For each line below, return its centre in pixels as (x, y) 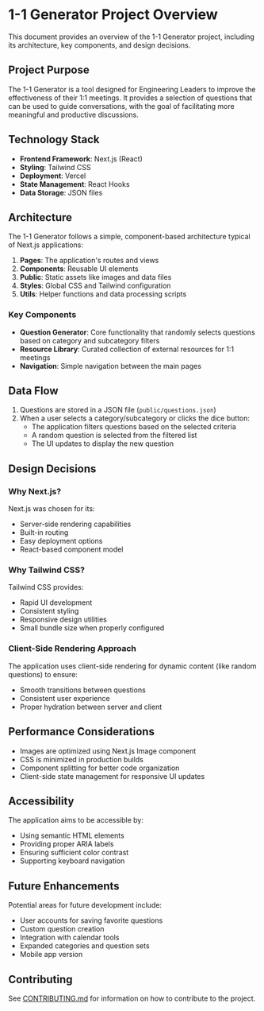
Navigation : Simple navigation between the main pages (111, 366)
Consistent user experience (65, 698)
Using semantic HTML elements (72, 835)
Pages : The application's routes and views (89, 261)
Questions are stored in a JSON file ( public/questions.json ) (118, 410)
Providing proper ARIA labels (67, 844)
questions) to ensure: (43, 674)
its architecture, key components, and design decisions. (99, 45)
